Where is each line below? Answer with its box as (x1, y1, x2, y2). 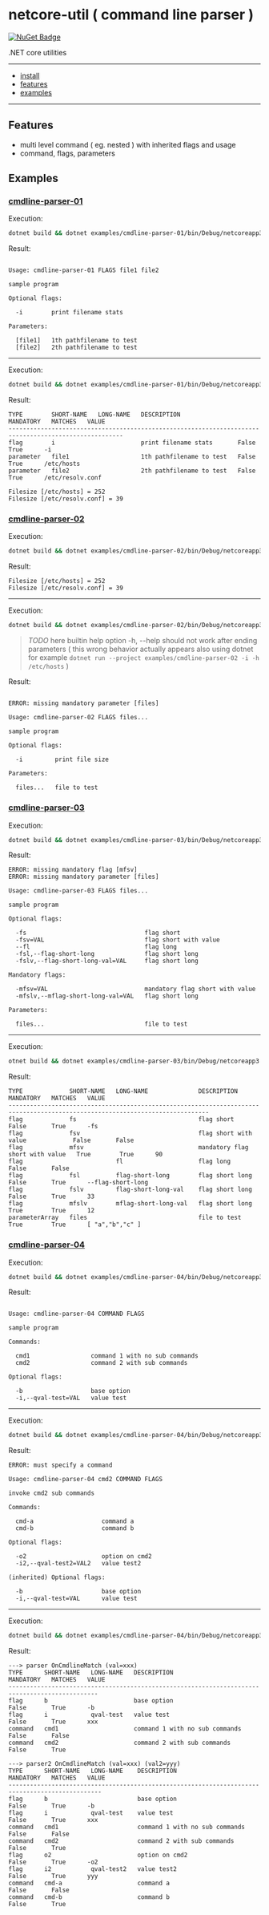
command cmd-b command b (8, 1893, 171, 1901)
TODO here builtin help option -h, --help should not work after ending (27, 636, 258, 646)
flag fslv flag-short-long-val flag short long (8, 1185, 252, 1194)
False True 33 (8, 1192, 94, 1200)
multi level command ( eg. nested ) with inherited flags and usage (19, 140, 236, 149)
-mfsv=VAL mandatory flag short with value (15, 985, 256, 994)
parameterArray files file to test (8, 1213, 242, 1222)
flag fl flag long (8, 1157, 231, 1166)
